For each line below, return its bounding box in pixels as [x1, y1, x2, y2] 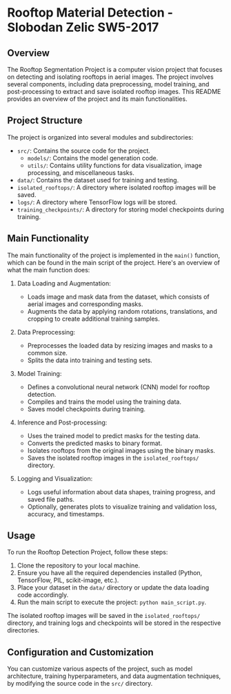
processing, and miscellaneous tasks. [27, 168, 134, 177]
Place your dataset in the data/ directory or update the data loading [17, 583, 210, 592]
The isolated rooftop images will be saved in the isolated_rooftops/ [7, 612, 201, 620]
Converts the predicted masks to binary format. [27, 439, 163, 447]
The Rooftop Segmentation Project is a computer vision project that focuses [7, 66, 223, 73]
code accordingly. [17, 591, 69, 599]
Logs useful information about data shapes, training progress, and [27, 487, 216, 496]
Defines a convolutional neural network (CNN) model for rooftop [27, 382, 210, 391]
